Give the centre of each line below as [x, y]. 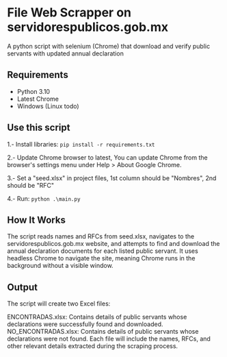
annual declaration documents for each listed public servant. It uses [103, 251]
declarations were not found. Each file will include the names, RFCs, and [109, 339]
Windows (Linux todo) [48, 106]
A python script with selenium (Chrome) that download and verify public [109, 46]
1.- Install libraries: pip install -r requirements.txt [81, 144]
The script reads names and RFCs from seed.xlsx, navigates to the [101, 236]
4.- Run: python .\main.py [44, 198]
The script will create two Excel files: [59, 304]
